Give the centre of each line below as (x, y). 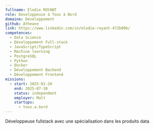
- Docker (19, 65)
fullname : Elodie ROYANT (31, 10)
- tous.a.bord (33, 107)
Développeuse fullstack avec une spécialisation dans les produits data (77, 121)
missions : (15, 79)
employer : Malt (30, 98)
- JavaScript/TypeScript (35, 47)
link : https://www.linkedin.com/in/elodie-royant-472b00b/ (68, 28)
